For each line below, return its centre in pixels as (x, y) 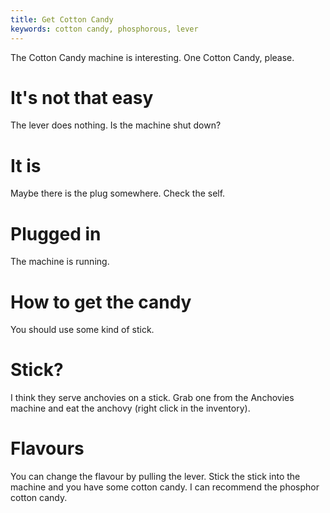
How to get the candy (101, 302)
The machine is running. (60, 262)
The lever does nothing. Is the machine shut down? (116, 125)
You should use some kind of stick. (82, 330)
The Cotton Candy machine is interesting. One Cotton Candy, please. (152, 57)
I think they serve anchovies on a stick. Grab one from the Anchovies (152, 398)
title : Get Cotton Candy (62, 19)
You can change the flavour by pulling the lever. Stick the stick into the (155, 477)
